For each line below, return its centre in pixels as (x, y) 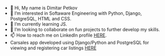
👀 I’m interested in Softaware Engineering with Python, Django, (76, 13)
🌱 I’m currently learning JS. (38, 24)
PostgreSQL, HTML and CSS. (41, 19)
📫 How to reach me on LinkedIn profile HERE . (58, 35)
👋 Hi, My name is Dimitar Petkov (44, 8)
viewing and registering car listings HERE (53, 48)
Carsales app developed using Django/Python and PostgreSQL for (79, 43)
